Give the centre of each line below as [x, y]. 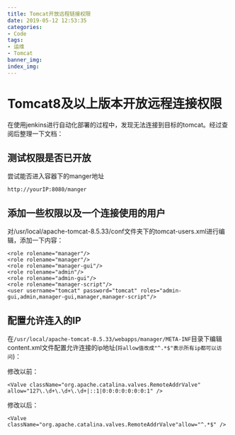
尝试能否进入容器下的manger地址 [56, 176]
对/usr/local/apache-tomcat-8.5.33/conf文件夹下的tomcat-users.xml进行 [113, 231]
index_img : [23, 66]
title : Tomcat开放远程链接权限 [49, 14]
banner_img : [25, 60]
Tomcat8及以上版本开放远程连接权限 [115, 104]
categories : [25, 27]
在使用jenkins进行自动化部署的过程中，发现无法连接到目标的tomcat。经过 [115, 124]
